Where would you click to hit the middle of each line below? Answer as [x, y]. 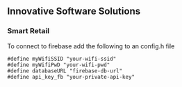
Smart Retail [28, 31]
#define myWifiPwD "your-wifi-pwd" [59, 65]
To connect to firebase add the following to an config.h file [91, 46]
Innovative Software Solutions [74, 11]
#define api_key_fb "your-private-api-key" [71, 77]
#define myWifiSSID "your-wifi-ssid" [62, 59]
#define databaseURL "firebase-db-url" [65, 71]
